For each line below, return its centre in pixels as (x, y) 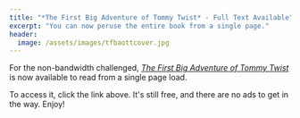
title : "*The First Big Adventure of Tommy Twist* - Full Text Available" (151, 17)
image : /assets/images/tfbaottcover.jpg (93, 42)
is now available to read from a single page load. (98, 78)
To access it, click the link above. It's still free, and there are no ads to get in (149, 95)
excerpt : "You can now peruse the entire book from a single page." (139, 26)
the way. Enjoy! (37, 105)
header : (24, 34)
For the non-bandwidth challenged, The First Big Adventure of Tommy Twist (149, 68)
